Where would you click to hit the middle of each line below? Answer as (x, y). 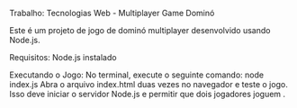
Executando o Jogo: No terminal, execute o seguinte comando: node (136, 75)
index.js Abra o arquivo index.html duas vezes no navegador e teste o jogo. (148, 84)
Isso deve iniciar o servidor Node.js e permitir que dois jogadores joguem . (148, 94)
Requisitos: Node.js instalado (63, 57)
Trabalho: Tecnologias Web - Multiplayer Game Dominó (112, 13)
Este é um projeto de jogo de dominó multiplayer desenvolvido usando (140, 30)
